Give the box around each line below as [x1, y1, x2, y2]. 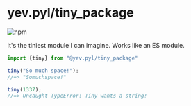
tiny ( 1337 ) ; [7, 86, 42, 93]
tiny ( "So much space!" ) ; [7, 67, 79, 74]
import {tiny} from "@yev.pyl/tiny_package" [7, 54, 138, 62]
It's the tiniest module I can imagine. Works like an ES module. [7, 41, 185, 49]
